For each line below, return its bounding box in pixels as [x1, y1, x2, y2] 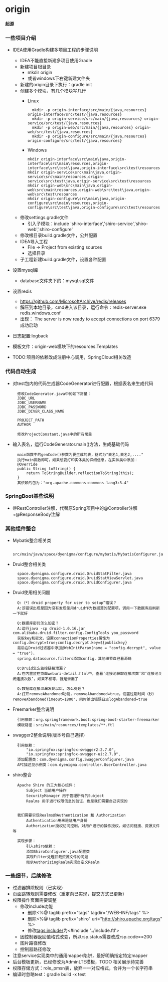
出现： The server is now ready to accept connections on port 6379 [20, 316, 160, 322]
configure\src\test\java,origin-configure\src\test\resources [27, 205, 160, 210]
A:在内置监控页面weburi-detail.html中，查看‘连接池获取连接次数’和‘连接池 [17, 671, 159, 676]
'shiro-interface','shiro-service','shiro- [70, 221, 148, 227]
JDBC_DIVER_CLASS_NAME [17, 409, 65, 414]
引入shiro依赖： [26, 844, 56, 849]
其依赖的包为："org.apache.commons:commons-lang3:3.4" [17, 480, 129, 485]
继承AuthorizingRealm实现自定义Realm [26, 860, 100, 865]
